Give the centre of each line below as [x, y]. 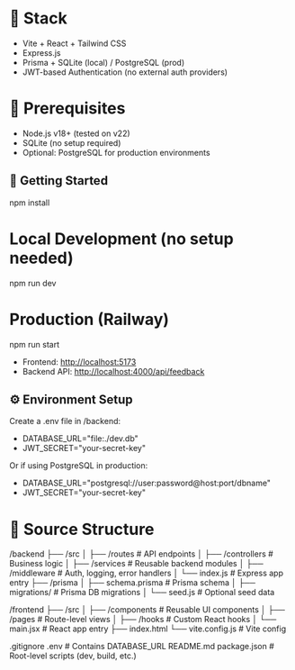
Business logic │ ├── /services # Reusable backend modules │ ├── [136, 564]
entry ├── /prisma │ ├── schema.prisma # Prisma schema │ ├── [133, 583]
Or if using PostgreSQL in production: [79, 466]
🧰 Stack [38, 18]
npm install [30, 203]
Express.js [41, 52]
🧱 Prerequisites [67, 109]
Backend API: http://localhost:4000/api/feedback [113, 371]
